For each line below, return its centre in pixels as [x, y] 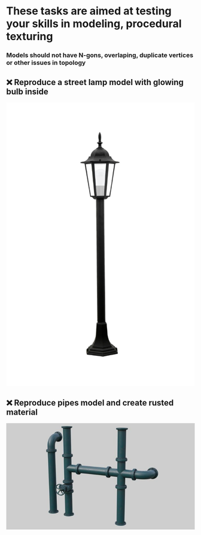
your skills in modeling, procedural [94, 24]
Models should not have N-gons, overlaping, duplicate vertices [100, 55]
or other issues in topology [46, 63]
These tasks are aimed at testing [89, 11]
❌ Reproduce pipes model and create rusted [90, 403]
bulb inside [28, 91]
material [22, 412]
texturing [30, 37]
